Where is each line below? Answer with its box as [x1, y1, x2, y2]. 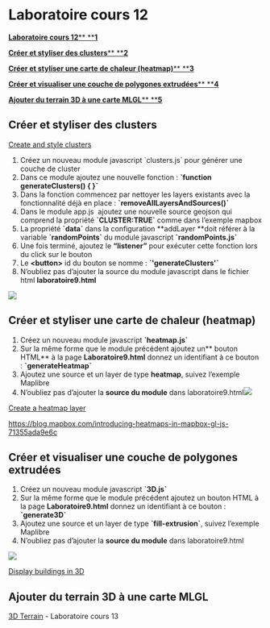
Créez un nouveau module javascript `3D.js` [19, 485, 168, 494]
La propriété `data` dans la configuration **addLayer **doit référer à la [19, 223, 255, 233]
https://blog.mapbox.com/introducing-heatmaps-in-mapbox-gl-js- [8, 418, 229, 428]
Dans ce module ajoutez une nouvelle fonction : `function [19, 172, 212, 182]
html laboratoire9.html [19, 275, 97, 285]
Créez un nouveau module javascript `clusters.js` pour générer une [19, 155, 243, 164]
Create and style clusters [8, 139, 92, 149]
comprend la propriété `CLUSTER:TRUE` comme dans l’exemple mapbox [19, 215, 262, 225]
